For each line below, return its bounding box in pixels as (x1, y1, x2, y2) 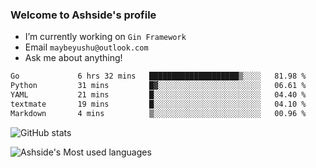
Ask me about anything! (24, 52, 123, 64)
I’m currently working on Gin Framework (24, 31, 187, 43)
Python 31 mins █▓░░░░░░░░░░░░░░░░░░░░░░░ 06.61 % (10, 81, 307, 91)
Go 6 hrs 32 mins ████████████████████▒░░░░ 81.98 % (10, 71, 307, 82)
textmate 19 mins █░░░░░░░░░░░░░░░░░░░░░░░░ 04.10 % (10, 99, 307, 109)
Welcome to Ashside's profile (10, 8, 157, 22)
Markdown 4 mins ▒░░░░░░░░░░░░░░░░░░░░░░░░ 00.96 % (10, 108, 307, 118)
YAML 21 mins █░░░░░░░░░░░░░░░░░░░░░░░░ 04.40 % (10, 90, 307, 100)
